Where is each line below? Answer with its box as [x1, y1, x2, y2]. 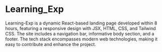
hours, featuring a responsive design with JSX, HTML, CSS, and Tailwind [5, 25, 156, 31]
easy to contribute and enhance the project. [5, 41, 97, 47]
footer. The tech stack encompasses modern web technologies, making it [5, 36, 157, 42]
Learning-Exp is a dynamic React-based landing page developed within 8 [5, 20, 157, 26]
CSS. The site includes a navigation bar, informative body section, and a [5, 30, 154, 36]
